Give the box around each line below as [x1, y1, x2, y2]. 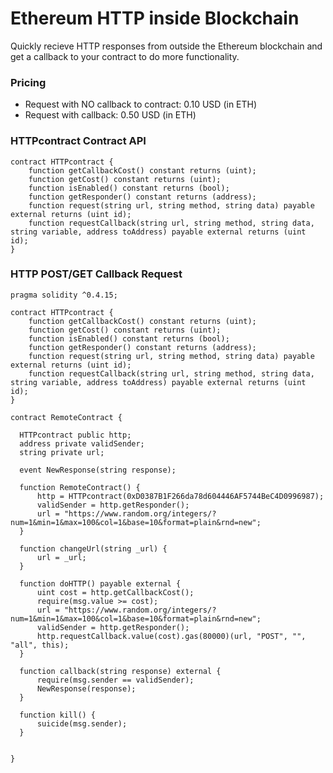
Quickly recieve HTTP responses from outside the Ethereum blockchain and [10, 40, 323, 52]
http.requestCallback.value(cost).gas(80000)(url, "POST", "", [36, 631, 307, 641]
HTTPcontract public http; [19, 430, 132, 440]
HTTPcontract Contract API [10, 134, 147, 148]
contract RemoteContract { [10, 412, 123, 422]
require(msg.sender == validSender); [36, 675, 195, 685]
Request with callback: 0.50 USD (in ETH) [24, 109, 197, 121]
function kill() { [19, 710, 97, 720]
